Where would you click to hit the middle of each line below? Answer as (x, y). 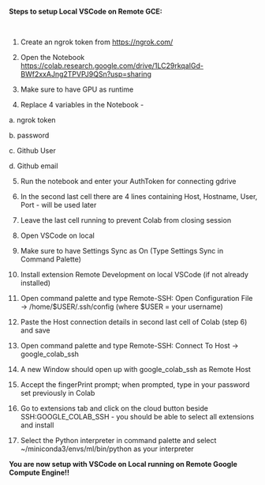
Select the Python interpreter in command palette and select (118, 440)
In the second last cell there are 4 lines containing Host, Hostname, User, (139, 196)
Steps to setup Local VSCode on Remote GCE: (86, 11)
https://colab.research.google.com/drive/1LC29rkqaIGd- (112, 66)
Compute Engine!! (39, 472)
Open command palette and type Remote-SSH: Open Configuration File (136, 298)
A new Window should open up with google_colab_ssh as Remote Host (136, 369)
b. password (29, 135)
